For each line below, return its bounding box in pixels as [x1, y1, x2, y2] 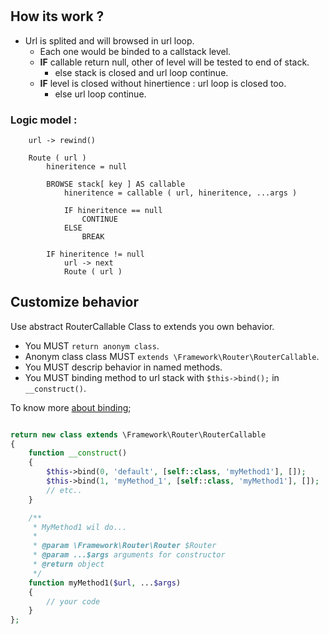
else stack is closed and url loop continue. [54, 66, 229, 78]
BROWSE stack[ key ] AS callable [46, 179, 186, 189]
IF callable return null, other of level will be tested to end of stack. [39, 56, 310, 68]
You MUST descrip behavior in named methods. [24, 361, 223, 373]
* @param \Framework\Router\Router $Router [32, 541, 217, 551]
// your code [46, 596, 101, 607]
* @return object [32, 559, 105, 570]
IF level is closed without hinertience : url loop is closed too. [39, 77, 287, 89]
